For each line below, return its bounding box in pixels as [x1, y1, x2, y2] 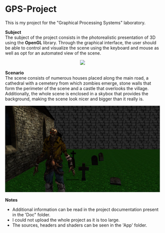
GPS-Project [5, 3, 57, 15]
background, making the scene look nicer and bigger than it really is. [5, 96, 144, 102]
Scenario [5, 70, 24, 76]
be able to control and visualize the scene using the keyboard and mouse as [5, 45, 159, 51]
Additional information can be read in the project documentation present [12, 206, 159, 212]
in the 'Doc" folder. [12, 212, 51, 218]
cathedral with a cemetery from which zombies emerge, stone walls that [5, 80, 151, 86]
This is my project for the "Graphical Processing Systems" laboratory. [5, 20, 146, 26]
